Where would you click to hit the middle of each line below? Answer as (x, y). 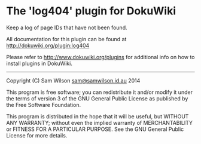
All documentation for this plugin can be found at (66, 39)
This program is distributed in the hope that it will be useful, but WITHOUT (98, 116)
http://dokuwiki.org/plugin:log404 (48, 45)
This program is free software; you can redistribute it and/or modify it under (100, 92)
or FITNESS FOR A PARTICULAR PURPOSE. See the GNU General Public (95, 129)
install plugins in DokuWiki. (39, 63)
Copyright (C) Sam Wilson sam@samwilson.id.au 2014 (73, 80)
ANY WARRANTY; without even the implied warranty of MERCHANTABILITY (100, 122)
